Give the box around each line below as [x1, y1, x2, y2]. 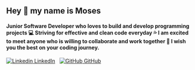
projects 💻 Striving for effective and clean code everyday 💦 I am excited [6, 29, 189, 36]
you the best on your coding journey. [6, 44, 100, 51]
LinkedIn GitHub [34, 57, 101, 64]
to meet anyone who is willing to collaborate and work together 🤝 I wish [6, 37, 186, 44]
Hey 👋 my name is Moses [6, 6, 101, 16]
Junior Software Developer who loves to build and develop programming [6, 22, 190, 30]
